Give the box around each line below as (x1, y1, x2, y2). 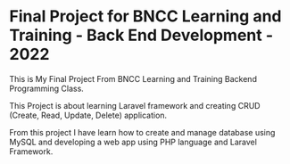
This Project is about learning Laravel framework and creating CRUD (9, 100, 261, 111)
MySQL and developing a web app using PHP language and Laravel (9, 136, 257, 147)
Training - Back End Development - (9, 25, 274, 45)
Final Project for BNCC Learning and (9, 6, 283, 27)
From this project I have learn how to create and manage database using (9, 127, 276, 137)
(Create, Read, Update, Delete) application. (9, 110, 168, 120)
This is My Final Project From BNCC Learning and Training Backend (9, 73, 257, 84)
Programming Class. (9, 83, 85, 94)
